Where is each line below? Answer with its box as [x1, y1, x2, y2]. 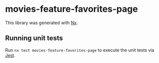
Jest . [5, 52, 16, 58]
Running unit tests [5, 34, 63, 42]
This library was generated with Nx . [5, 20, 78, 26]
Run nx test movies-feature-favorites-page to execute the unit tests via [5, 47, 155, 53]
